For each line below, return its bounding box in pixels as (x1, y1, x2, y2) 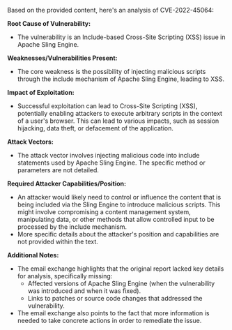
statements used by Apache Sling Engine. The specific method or (17, 158, 206, 167)
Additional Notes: (7, 251, 59, 259)
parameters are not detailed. (17, 166, 100, 174)
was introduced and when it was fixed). (27, 287, 141, 295)
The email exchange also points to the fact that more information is (17, 309, 210, 317)
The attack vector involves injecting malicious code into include (17, 151, 200, 159)
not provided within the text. (17, 237, 99, 246)
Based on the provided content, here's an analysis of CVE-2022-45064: (7, 6, 215, 14)
